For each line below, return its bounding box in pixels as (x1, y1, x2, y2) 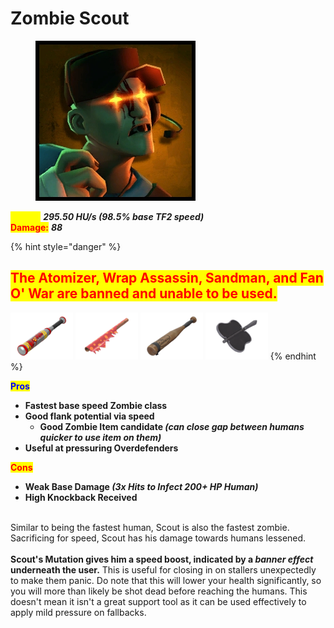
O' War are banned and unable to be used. (10, 285, 278, 302)
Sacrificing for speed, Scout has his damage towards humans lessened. (10, 532, 307, 544)
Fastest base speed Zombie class (24, 399, 168, 411)
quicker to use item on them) (39, 431, 162, 443)
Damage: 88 (10, 221, 63, 233)
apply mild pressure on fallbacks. (10, 606, 147, 618)
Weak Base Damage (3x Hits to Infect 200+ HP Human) (24, 480, 259, 492)
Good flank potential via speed (24, 410, 155, 422)
